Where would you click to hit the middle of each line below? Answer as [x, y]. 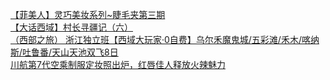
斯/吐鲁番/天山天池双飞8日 [64, 52]
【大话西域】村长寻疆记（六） [71, 27]
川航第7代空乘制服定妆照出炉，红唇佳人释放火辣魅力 [118, 64]
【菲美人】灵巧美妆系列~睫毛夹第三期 [88, 14]
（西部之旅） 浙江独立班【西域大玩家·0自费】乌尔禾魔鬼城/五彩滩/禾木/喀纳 [165, 39]
